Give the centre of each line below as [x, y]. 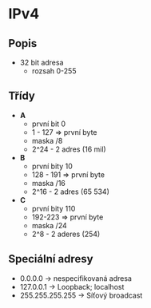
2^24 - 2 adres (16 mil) [69, 149]
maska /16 [49, 183]
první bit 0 [49, 124]
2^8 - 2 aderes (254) [66, 234]
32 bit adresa [42, 62]
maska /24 [49, 225]
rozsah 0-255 [54, 71]
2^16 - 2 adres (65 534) [70, 192]
